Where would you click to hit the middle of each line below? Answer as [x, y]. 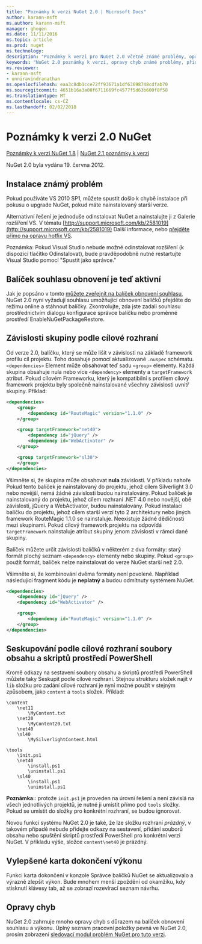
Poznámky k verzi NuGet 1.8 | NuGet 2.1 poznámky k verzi [78, 154]
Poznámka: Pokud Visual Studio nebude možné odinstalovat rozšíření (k [95, 247]
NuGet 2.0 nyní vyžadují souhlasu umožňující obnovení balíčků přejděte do [99, 300]
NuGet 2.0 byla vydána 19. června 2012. [56, 165]
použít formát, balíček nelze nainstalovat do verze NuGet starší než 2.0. [95, 562]
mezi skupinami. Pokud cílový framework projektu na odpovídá [84, 525]
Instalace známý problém [55, 184]
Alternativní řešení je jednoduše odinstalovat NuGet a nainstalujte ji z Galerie [101, 217]
